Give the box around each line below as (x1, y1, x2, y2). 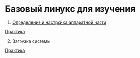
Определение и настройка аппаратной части (12, 19, 106, 25)
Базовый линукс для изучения (5, 3, 136, 14)
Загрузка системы (12, 38, 51, 44)
